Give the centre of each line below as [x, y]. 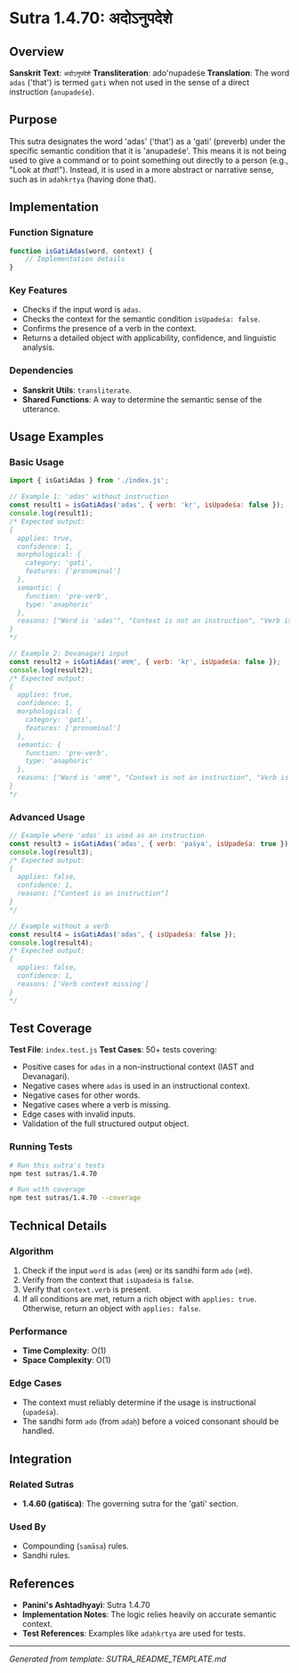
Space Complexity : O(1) [66, 1360]
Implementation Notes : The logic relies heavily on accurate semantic [149, 1614]
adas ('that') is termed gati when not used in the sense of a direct [129, 82]
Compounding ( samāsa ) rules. [75, 1546]
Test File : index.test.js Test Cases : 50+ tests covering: [113, 1050]
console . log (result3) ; [51, 852]
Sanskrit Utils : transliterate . [77, 390]
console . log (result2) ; [51, 670]
